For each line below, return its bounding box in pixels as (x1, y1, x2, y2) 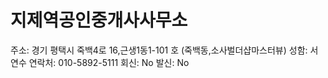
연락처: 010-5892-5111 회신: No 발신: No (28, 56, 190, 68)
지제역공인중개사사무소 (10, 9, 188, 32)
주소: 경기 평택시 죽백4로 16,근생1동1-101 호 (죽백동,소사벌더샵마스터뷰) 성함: (10, 44, 308, 56)
